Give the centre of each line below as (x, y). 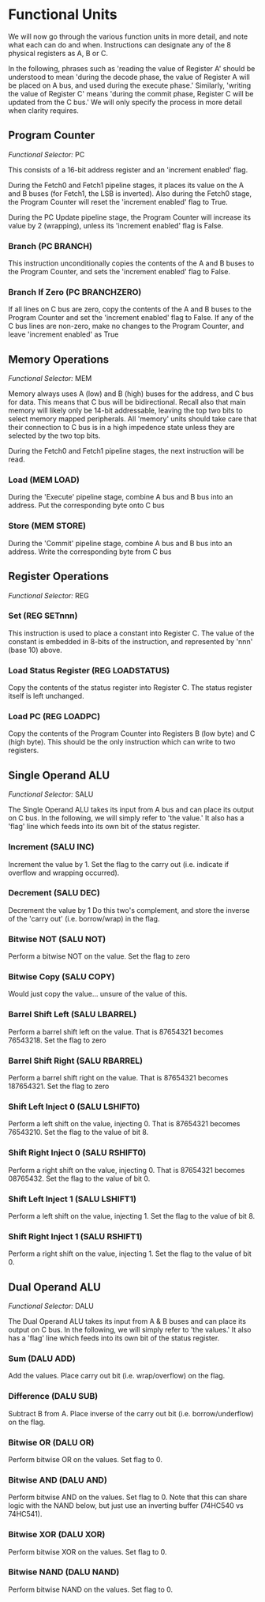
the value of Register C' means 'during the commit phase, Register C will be (131, 93)
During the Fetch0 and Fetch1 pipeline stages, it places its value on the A (126, 185)
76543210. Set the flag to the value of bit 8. (78, 1133)
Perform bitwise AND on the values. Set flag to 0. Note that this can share (128, 1497)
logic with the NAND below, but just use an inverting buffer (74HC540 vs (126, 1506)
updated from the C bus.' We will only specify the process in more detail (125, 102)
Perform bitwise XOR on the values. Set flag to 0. (88, 1551)
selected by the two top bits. (54, 435)
